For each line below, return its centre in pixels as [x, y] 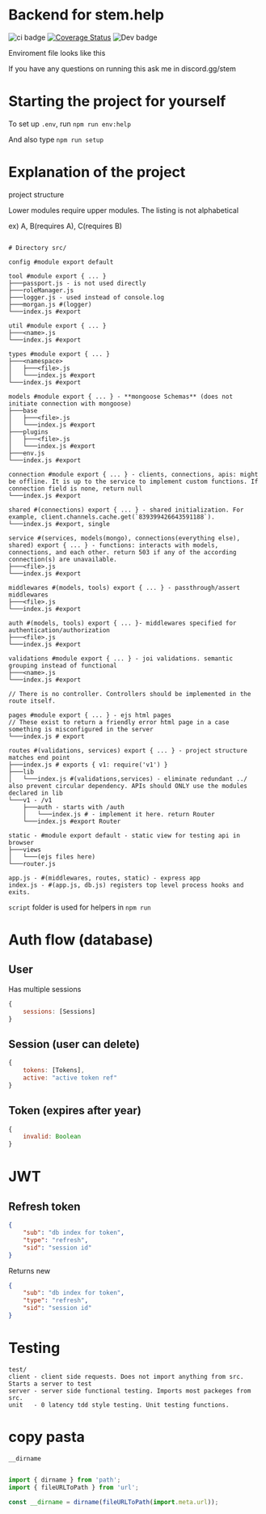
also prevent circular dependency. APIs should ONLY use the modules [128, 786]
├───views [25, 850]
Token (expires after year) [75, 1111]
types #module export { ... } [59, 354]
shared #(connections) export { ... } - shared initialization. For [126, 510]
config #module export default [61, 262]
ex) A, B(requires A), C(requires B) [65, 226]
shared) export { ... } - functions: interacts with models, [114, 545]
